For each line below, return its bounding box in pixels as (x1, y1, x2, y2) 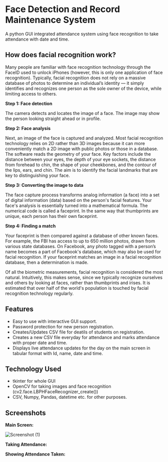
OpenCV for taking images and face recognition (12, 383, 111, 390)
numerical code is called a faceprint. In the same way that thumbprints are (5, 207, 159, 214)
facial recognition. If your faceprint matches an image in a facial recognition (5, 254, 161, 260)
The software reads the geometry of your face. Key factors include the (5, 151, 151, 157)
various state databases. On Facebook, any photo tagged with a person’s (5, 243, 156, 249)
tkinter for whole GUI (12, 378, 56, 384)
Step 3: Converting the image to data (5, 182, 84, 188)
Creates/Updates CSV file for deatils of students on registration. (12, 329, 145, 335)
